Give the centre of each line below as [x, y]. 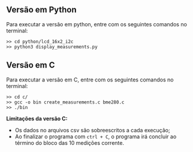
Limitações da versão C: [37, 118]
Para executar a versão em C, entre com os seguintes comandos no [90, 80]
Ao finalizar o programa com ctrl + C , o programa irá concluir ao [96, 136]
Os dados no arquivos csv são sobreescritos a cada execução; [92, 130]
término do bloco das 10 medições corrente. [70, 142]
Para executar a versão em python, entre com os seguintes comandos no [97, 24]
